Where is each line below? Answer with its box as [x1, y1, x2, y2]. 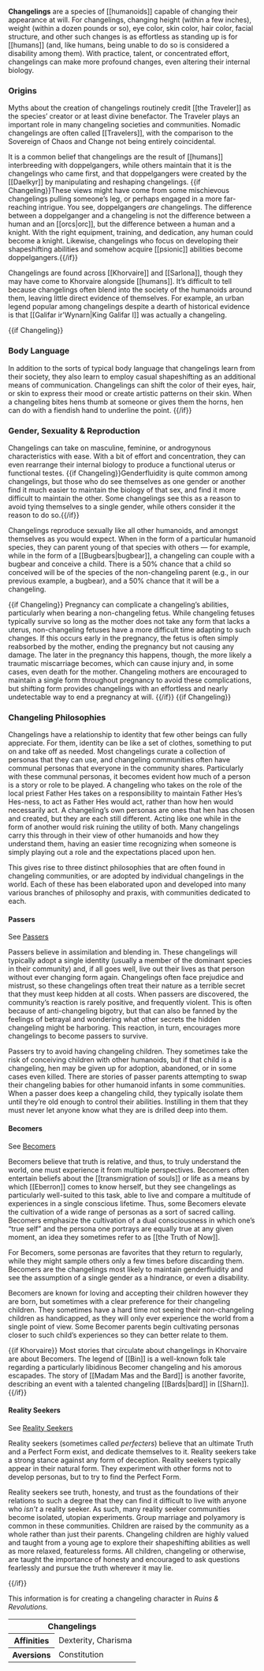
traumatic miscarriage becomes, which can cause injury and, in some [8, 658, 234, 667]
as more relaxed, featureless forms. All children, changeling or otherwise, [8, 1546, 247, 1556]
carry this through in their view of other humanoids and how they [8, 830, 219, 841]
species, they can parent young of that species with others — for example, [8, 542, 251, 552]
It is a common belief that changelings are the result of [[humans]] [8, 152, 223, 161]
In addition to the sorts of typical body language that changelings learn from [8, 363, 256, 372]
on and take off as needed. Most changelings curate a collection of [8, 747, 226, 756]
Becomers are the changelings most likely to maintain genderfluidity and [8, 1265, 244, 1274]
